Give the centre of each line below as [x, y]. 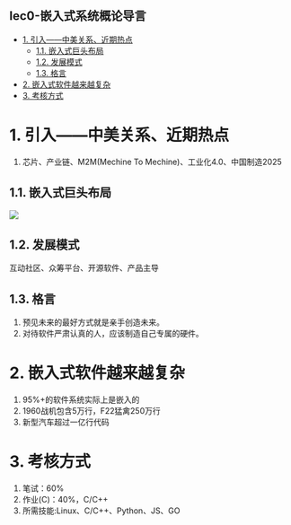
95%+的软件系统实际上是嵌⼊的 [81, 400]
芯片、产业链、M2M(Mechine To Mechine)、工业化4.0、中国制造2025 [152, 162]
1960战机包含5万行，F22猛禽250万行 [92, 411]
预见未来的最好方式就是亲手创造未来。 [93, 322]
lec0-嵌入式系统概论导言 [78, 16]
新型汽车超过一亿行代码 [66, 422]
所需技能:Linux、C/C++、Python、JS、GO [101, 511]
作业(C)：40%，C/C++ [65, 500]
